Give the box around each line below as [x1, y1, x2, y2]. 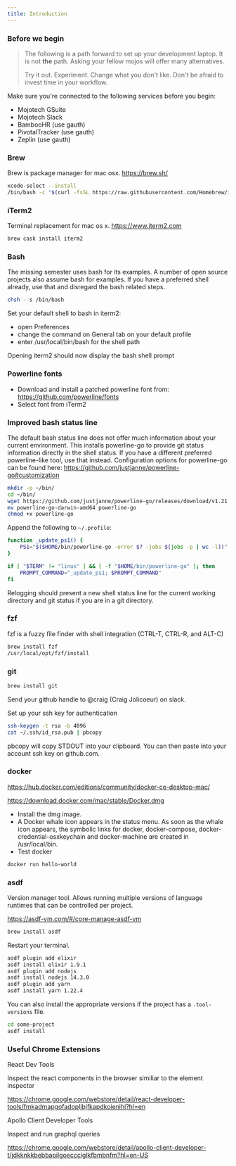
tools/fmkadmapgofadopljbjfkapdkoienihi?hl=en [7, 1103, 146, 1111]
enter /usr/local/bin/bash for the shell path [17, 338, 140, 346]
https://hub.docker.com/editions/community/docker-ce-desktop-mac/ [7, 782, 211, 791]
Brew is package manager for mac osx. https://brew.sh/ [7, 169, 169, 177]
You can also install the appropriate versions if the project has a [7, 1000, 192, 1008]
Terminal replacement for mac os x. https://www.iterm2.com [7, 222, 182, 230]
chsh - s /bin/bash [7, 296, 65, 303]
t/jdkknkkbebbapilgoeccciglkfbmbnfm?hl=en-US [7, 1151, 149, 1160]
